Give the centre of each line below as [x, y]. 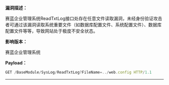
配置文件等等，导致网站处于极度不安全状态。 [52, 31]
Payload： [16, 63]
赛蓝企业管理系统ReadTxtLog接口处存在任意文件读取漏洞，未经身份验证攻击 [84, 18]
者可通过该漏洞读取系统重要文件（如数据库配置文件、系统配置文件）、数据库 [83, 25]
